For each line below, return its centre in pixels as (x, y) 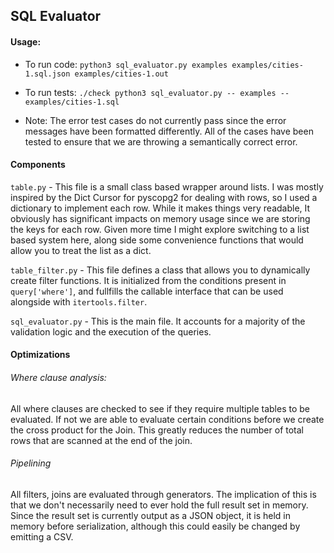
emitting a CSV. (42, 536)
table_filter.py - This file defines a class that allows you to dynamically (160, 270)
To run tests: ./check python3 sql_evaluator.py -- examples (150, 92)
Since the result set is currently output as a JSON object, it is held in (151, 515)
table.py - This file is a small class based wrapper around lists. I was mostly (167, 186)
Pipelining (31, 463)
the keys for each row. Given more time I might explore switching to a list (160, 229)
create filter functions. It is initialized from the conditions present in (148, 280)
